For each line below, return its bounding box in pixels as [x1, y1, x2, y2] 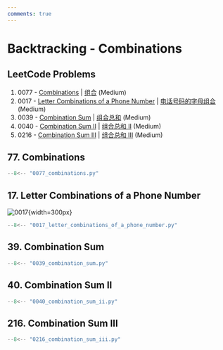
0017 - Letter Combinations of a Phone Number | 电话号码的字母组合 [17, 96, 216, 105]
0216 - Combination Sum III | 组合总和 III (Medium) [17, 131, 163, 139]
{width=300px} [27, 208, 72, 216]
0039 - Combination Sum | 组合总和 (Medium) [17, 113, 151, 122]
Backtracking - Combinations [7, 40, 183, 56]
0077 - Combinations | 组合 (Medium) [17, 88, 127, 96]
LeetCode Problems [7, 68, 96, 81]
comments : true [7, 10, 52, 18]
